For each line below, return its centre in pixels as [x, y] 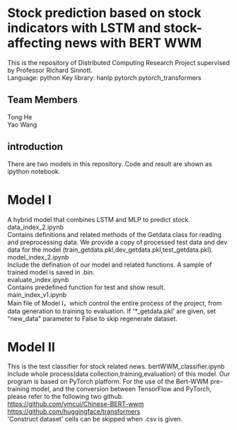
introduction [35, 147]
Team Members [42, 100]
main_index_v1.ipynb [37, 294]
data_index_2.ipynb [35, 227]
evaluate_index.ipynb [38, 279]
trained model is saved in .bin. [51, 272]
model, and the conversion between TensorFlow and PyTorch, [121, 389]
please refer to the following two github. [65, 397]
